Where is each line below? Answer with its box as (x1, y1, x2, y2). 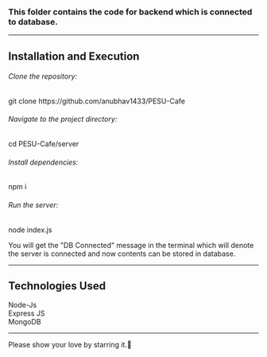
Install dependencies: (8, 157, 79, 167)
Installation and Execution (8, 49, 140, 63)
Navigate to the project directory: (8, 114, 118, 124)
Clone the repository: (8, 72, 78, 81)
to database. (8, 16, 58, 27)
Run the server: (8, 200, 59, 209)
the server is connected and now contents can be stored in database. (8, 249, 236, 258)
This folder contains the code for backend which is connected (8, 6, 253, 17)
